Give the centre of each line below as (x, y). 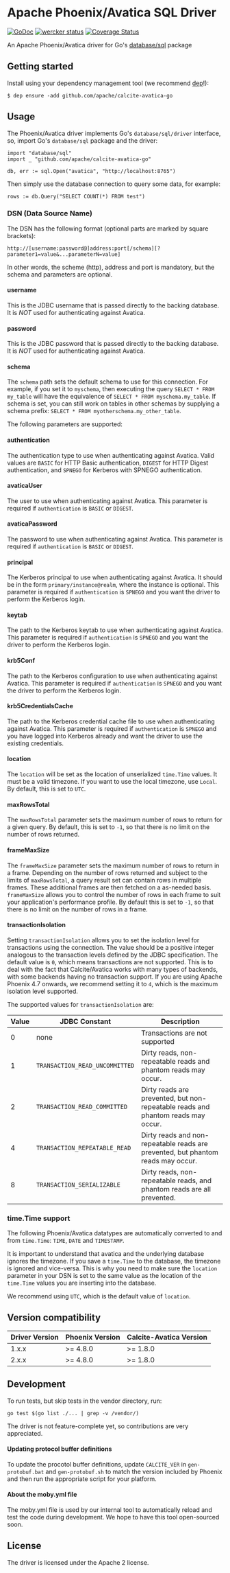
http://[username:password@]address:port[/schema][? (84, 248)
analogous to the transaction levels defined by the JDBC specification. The (113, 955)
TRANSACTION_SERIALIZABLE (79, 1185)
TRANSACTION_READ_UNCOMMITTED (86, 1065)
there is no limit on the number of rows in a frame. (78, 909)
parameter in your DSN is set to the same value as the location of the (104, 1275)
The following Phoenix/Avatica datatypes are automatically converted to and (115, 1233)
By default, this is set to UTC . (47, 789)
